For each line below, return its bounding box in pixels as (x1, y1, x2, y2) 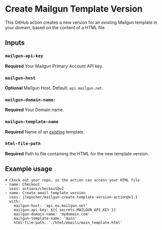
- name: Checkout (5, 182, 40, 187)
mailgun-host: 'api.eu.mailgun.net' (14, 203, 88, 208)
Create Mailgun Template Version (5, 3, 143, 15)
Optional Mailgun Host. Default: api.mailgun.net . (5, 85, 103, 91)
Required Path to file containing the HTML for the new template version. (5, 150, 149, 156)
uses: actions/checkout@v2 (9, 186, 64, 191)
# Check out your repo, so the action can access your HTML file (5, 178, 140, 182)
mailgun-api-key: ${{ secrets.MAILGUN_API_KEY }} (14, 207, 116, 212)
